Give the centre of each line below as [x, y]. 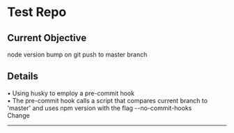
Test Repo [37, 12]
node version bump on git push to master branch [77, 54]
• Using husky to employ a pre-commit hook [71, 93]
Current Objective [47, 38]
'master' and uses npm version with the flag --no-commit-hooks [100, 108]
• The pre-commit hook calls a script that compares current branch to [107, 100]
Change [18, 115]
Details [23, 76]
